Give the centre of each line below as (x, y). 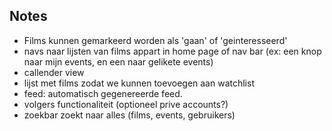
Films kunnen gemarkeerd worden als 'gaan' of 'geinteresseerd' (155, 40)
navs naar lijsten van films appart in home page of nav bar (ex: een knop (172, 51)
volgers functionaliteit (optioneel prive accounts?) (126, 104)
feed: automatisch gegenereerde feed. (103, 93)
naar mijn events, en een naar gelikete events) (118, 61)
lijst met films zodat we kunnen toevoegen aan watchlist (139, 83)
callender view (54, 72)
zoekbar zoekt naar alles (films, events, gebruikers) (129, 115)
